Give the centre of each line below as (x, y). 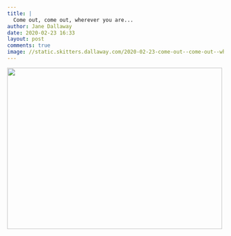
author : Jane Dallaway (40, 26)
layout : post (26, 39)
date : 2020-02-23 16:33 (41, 33)
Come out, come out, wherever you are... (74, 20)
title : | (20, 13)
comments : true (29, 45)
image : (16, 52)
